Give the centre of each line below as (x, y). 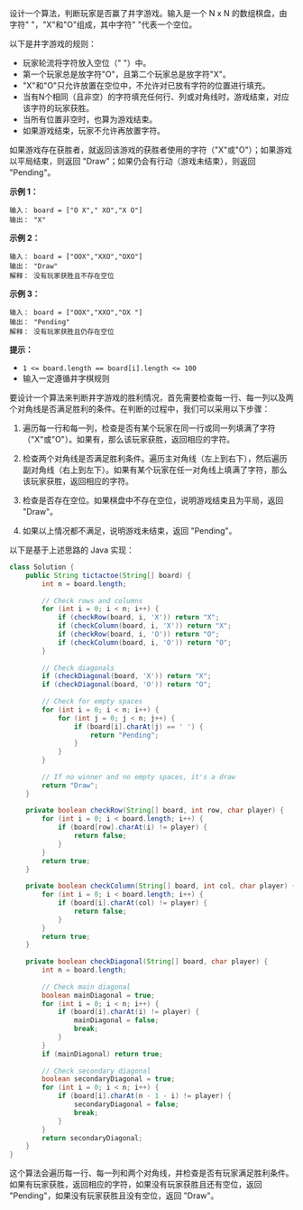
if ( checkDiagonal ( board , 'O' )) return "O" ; (127, 684)
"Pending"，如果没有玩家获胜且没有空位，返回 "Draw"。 (114, 1196)
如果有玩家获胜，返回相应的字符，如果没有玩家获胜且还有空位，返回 (136, 1185)
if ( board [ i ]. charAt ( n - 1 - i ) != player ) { (144, 1096)
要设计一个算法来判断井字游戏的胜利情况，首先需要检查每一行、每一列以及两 (151, 397)
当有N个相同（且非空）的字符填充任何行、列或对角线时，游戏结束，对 (152, 97)
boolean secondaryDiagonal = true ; (109, 1079)
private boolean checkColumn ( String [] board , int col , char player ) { (161, 886)
